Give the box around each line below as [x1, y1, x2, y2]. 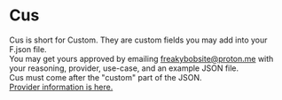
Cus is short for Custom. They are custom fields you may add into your [9, 35, 268, 45]
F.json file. [9, 43, 47, 54]
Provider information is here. [9, 81, 114, 92]
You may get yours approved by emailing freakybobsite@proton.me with [9, 53, 274, 64]
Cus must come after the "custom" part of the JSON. [9, 72, 202, 82]
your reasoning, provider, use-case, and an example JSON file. [9, 63, 239, 73]
